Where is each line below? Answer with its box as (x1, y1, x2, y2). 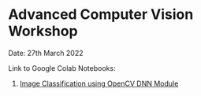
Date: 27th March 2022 (8, 48, 84, 57)
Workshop (8, 22, 78, 40)
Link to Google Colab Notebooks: (8, 63, 116, 72)
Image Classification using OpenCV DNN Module (19, 79, 179, 88)
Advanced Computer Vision (8, 6, 194, 24)
